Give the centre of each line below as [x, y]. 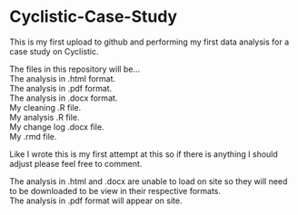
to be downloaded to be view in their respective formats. [115, 191]
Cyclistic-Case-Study [94, 17]
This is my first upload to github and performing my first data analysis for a [149, 42]
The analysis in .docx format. [64, 98]
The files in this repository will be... [75, 69]
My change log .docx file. [57, 127]
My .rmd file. [33, 136]
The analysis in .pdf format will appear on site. [96, 200]
